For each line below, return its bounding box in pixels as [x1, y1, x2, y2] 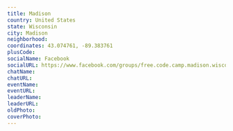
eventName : [7, 81, 39, 88]
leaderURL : [7, 101, 39, 107]
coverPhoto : [7, 113, 42, 120]
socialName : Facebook [7, 55, 70, 62]
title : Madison [7, 10, 51, 17]
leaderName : [7, 94, 42, 101]
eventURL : [7, 87, 36, 94]
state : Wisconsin [7, 23, 58, 30]
